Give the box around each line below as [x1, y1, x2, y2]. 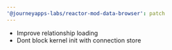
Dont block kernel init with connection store [16, 36, 141, 45]
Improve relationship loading [16, 29, 98, 37]
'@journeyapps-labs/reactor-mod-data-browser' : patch [6, 10, 166, 17]
